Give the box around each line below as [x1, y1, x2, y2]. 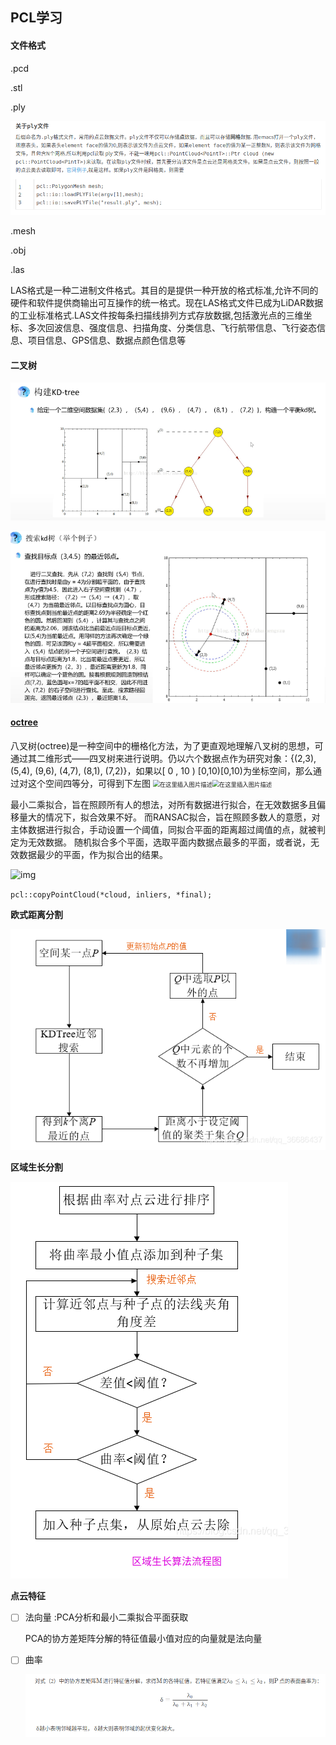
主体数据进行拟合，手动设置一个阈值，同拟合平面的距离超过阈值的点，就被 [10, 824, 317, 836]
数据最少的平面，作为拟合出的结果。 [18, 849, 168, 861]
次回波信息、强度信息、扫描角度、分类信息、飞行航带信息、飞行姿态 [36, 322, 317, 334]
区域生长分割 [10, 1161, 63, 1173]
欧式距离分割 [10, 909, 63, 921]
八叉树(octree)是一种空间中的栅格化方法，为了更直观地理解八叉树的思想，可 [10, 740, 324, 752]
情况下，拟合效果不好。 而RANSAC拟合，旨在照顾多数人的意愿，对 [44, 811, 321, 823]
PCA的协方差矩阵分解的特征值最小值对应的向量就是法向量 [24, 1633, 263, 1645]
